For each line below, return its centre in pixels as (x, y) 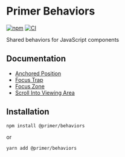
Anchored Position (38, 73)
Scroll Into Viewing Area (45, 93)
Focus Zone (30, 86)
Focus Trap (29, 79)
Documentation (36, 59)
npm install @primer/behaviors (46, 125)
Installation (28, 112)
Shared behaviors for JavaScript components (63, 39)
